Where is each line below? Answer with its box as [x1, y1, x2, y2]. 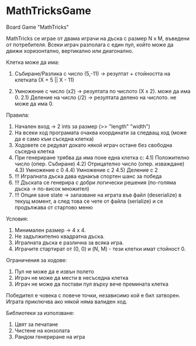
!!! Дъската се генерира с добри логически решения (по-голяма [14, 179, 177, 186]
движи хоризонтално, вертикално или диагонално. [6, 47, 133, 54]
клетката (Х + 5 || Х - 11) [14, 76, 74, 83]
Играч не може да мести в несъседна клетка [14, 274, 129, 281]
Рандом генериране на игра [14, 333, 85, 340]
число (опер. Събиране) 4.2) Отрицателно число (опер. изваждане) [14, 160, 185, 167]
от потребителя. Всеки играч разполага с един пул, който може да [6, 41, 174, 48]
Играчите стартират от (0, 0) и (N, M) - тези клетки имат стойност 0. [14, 245, 186, 252]
